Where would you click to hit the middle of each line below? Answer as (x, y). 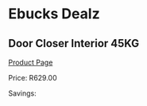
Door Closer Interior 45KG (74, 43)
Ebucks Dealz (54, 14)
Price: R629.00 (33, 78)
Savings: (23, 93)
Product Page (31, 62)
